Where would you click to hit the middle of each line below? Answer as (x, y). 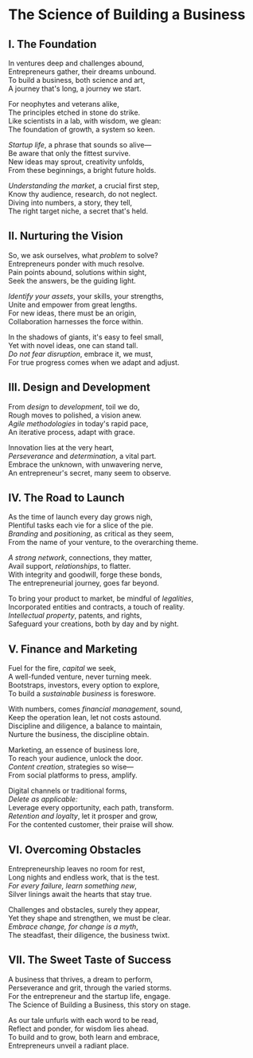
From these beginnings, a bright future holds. (82, 170)
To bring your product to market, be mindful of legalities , (101, 598)
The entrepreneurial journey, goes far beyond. (84, 583)
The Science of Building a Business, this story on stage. (99, 1005)
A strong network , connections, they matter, (80, 558)
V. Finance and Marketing (73, 649)
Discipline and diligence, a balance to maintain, (86, 726)
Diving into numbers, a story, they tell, (70, 202)
